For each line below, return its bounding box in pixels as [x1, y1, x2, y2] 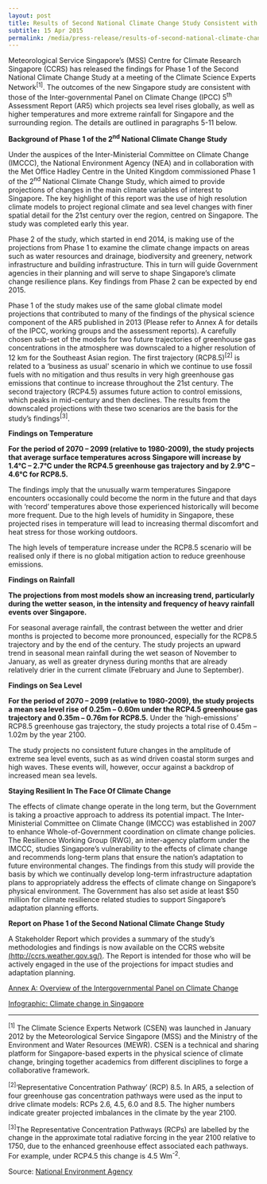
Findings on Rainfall [8, 575, 75, 585]
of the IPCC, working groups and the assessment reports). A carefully [8, 326, 237, 335]
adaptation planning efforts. [8, 904, 99, 913]
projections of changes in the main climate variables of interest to [8, 185, 222, 194]
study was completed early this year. [8, 218, 129, 228]
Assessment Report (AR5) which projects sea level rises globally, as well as [8, 100, 255, 110]
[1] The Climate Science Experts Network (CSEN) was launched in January [8, 1021, 252, 1033]
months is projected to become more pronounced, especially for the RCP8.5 [8, 631, 257, 641]
